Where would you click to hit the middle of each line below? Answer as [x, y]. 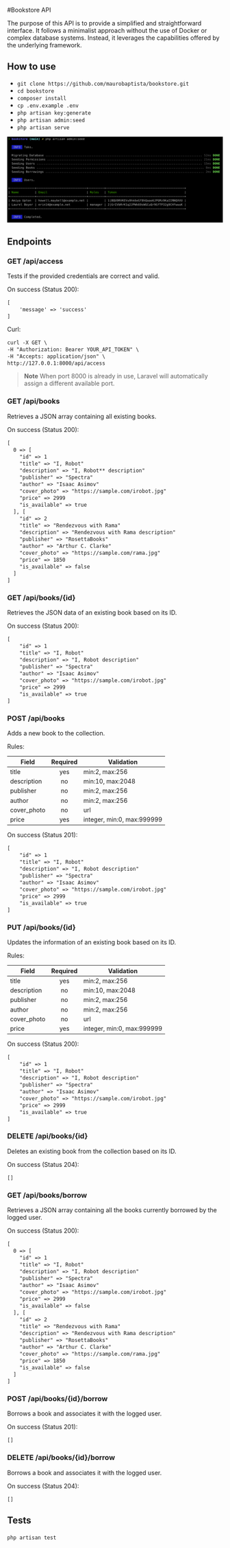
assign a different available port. [69, 383]
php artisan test [32, 1538]
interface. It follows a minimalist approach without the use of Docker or [107, 31]
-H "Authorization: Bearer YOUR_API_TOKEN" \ [73, 350]
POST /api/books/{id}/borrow [57, 1399]
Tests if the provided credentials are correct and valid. [84, 276]
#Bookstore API [29, 10]
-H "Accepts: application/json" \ [56, 356]
